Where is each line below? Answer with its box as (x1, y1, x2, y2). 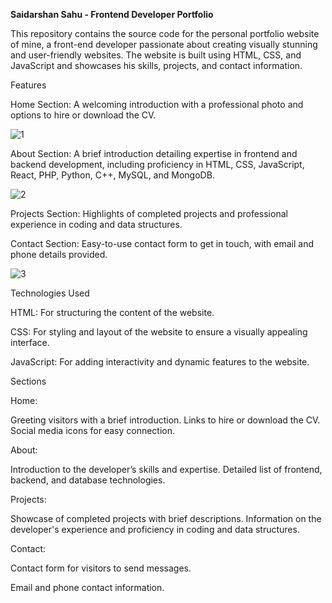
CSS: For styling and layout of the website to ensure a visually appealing (10, 326, 308, 338)
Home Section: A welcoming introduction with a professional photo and (10, 99, 304, 110)
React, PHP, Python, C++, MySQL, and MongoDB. (10, 169, 215, 181)
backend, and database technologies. (10, 474, 166, 486)
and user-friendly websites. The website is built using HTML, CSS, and (10, 49, 302, 61)
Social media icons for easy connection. (10, 425, 176, 436)
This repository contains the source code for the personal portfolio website (10, 28, 320, 39)
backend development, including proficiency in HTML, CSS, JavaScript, (10, 159, 305, 170)
